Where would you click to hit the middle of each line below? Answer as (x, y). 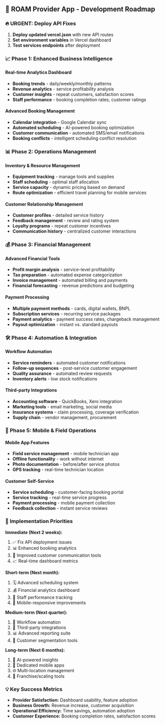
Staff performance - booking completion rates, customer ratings (79, 99)
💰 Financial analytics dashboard (46, 590)
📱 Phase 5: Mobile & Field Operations (51, 430)
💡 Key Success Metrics (34, 689)
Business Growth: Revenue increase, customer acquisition (73, 705)
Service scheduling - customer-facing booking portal (68, 492)
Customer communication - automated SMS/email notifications (78, 133)
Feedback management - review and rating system (65, 221)
